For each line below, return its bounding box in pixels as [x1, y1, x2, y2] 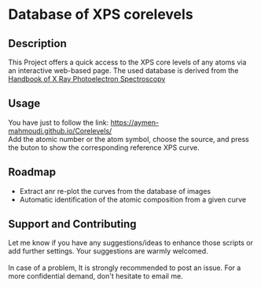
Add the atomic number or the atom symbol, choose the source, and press [8, 134, 249, 144]
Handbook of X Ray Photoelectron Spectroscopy [8, 75, 166, 83]
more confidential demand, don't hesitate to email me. [8, 272, 183, 281]
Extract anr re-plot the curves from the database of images [19, 186, 211, 195]
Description [8, 37, 67, 50]
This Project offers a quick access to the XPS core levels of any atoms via [8, 57, 247, 67]
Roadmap [8, 166, 57, 179]
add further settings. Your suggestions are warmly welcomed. [8, 246, 208, 256]
